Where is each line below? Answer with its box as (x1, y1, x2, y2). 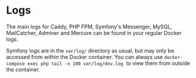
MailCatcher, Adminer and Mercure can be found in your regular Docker (6, 29, 182, 36)
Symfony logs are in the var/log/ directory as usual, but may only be (6, 47, 175, 54)
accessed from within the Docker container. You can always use (6, 53, 163, 60)
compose (6, 60, 26, 67)
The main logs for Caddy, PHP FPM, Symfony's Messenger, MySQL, (6, 23, 172, 30)
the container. (6, 66, 40, 73)
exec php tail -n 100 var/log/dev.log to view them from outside (27, 60, 190, 67)
